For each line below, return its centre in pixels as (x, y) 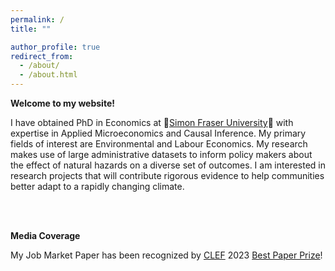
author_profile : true (55, 47)
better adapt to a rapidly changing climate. (97, 186)
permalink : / (37, 19)
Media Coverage (45, 235)
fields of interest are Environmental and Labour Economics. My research (159, 144)
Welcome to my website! (62, 103)
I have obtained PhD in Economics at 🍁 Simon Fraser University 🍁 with (152, 122)
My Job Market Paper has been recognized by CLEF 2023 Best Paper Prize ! (166, 255)
